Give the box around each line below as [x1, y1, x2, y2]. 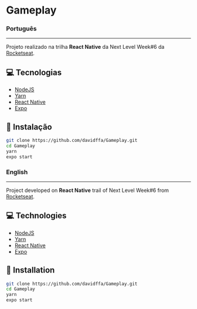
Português [6, 25, 37, 33]
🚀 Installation [6, 265, 55, 275]
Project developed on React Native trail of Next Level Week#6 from [6, 187, 169, 194]
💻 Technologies [6, 211, 67, 221]
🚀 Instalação [6, 122, 52, 132]
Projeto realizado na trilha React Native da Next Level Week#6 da [6, 44, 165, 51]
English [6, 168, 28, 176]
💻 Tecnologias [6, 67, 62, 77]
